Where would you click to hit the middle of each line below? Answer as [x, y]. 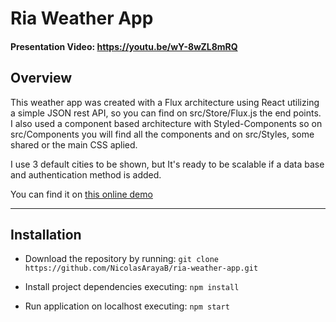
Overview [41, 78]
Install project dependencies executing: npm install [132, 287]
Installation [46, 234]
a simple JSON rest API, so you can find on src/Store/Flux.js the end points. [166, 113]
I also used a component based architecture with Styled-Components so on [166, 123]
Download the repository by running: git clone [121, 259]
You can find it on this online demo [81, 194]
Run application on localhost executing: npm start [127, 306]
